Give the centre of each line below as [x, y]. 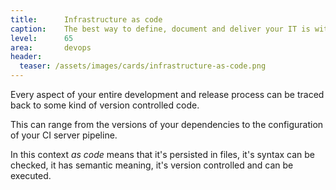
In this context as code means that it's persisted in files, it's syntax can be [163, 154]
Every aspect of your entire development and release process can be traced [167, 94]
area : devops [51, 47]
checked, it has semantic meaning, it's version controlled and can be [152, 165]
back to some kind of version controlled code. [105, 105]
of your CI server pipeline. [64, 135]
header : [26, 57]
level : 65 [42, 38]
